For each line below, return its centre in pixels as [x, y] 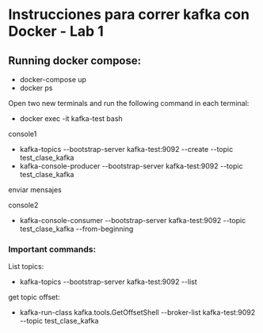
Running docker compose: [75, 61]
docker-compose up [53, 79]
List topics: [26, 267]
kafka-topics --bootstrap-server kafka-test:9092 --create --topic [126, 149]
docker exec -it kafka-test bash [71, 119]
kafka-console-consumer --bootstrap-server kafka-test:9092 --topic [133, 220]
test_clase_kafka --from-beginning [76, 229]
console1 [23, 134]
